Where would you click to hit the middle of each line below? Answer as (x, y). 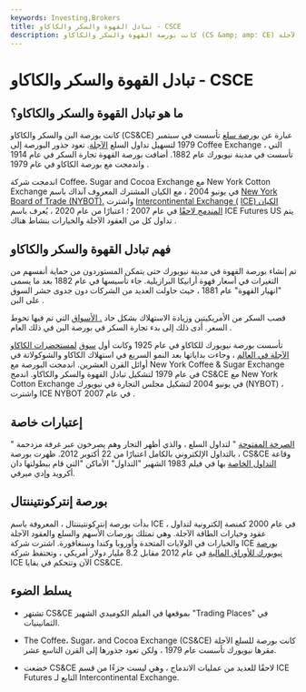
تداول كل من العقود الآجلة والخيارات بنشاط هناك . (94, 220)
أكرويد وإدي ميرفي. (43, 473)
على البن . (27, 300)
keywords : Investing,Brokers (65, 18)
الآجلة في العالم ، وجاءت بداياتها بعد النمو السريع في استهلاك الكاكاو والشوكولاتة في (150, 355)
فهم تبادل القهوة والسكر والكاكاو (91, 249)
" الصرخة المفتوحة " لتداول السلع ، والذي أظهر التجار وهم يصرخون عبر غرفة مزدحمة (153, 444)
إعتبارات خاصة (46, 422)
